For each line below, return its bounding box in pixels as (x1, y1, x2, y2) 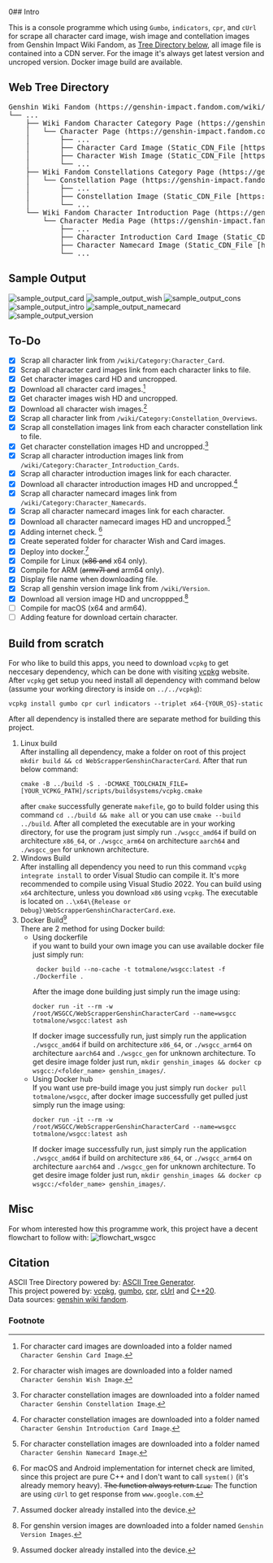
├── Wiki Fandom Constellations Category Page (25, 167, 214, 176)
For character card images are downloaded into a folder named (19, 1341, 232, 1351)
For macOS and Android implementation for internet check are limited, (19, 1463, 255, 1473)
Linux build (19, 739, 58, 749)
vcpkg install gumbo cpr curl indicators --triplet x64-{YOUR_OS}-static (8, 700, 264, 708)
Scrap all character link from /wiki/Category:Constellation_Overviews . (19, 414, 258, 423)
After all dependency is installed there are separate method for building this (8, 714, 262, 724)
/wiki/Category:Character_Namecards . (19, 497, 147, 507)
